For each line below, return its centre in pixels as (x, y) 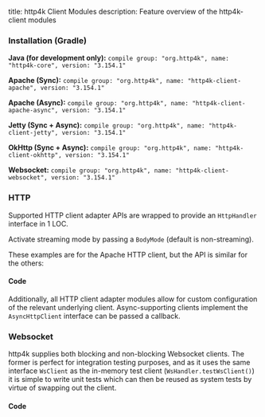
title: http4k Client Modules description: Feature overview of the (113, 12)
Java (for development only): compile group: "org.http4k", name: (119, 58)
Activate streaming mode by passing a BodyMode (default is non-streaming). (131, 239)
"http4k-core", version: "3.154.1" (67, 66)
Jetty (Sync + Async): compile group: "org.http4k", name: (107, 125)
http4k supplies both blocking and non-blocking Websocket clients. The (127, 354)
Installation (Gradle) (48, 41)
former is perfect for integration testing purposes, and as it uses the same (129, 363)
